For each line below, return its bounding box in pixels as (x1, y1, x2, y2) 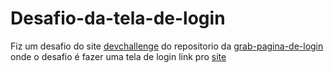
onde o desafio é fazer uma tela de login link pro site (10, 50, 227, 62)
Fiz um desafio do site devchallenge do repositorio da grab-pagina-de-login (10, 40, 324, 52)
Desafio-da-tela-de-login (10, 7, 226, 30)
